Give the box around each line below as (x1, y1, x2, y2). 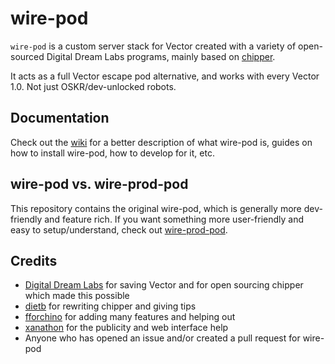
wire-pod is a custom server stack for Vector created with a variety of (10, 40, 297, 52)
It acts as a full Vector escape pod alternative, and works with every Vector (10, 70, 320, 82)
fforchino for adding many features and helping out (24, 311, 236, 323)
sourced (10, 50, 45, 62)
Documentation (10, 110, 110, 127)
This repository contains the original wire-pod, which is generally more (10, 202, 302, 214)
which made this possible (24, 290, 130, 302)
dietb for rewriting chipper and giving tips (24, 300, 197, 312)
